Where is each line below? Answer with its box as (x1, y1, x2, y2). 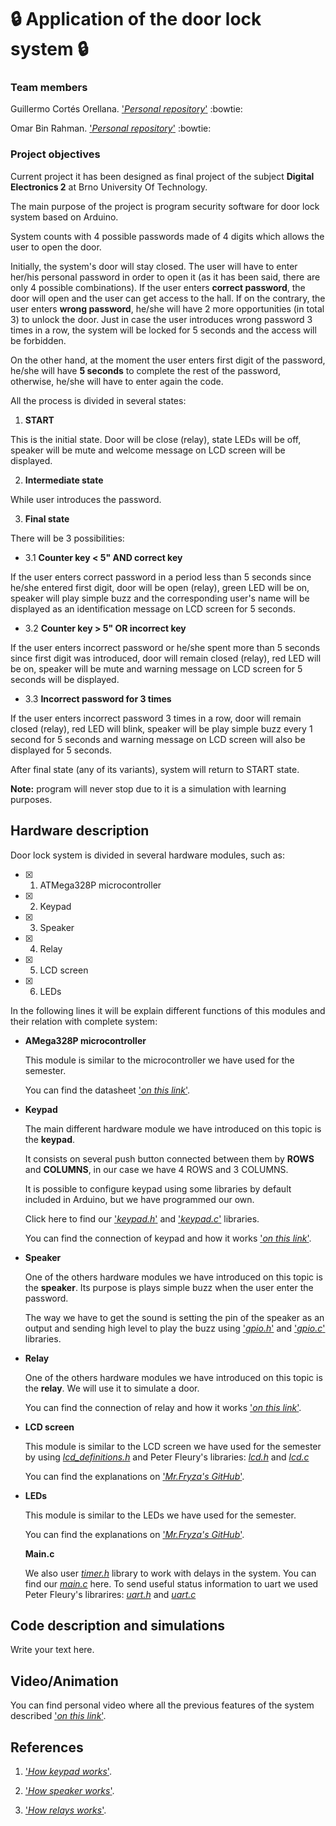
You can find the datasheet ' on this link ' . (24, 1084, 191, 1096)
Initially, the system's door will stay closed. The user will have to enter (10, 260, 298, 272)
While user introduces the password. (10, 493, 162, 505)
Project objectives (10, 147, 101, 161)
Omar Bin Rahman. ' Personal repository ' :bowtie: (10, 122, 212, 135)
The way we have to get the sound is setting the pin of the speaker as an (24, 1311, 325, 1323)
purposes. (10, 793, 53, 805)
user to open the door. (10, 241, 102, 253)
